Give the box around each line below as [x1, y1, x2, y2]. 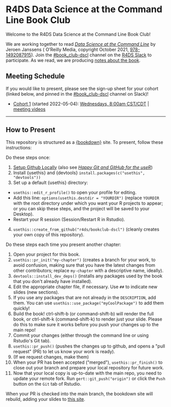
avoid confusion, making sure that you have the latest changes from [13, 262, 155, 268]
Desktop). [13, 211, 34, 217]
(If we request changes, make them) [13, 354, 89, 360]
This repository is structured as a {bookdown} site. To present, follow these [6, 139, 163, 145]
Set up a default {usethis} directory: [13, 179, 88, 185]
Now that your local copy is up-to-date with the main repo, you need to [13, 370, 162, 376]
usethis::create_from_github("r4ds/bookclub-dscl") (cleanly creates [13, 226, 159, 232]
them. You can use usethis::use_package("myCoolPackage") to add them [13, 300, 164, 306]
